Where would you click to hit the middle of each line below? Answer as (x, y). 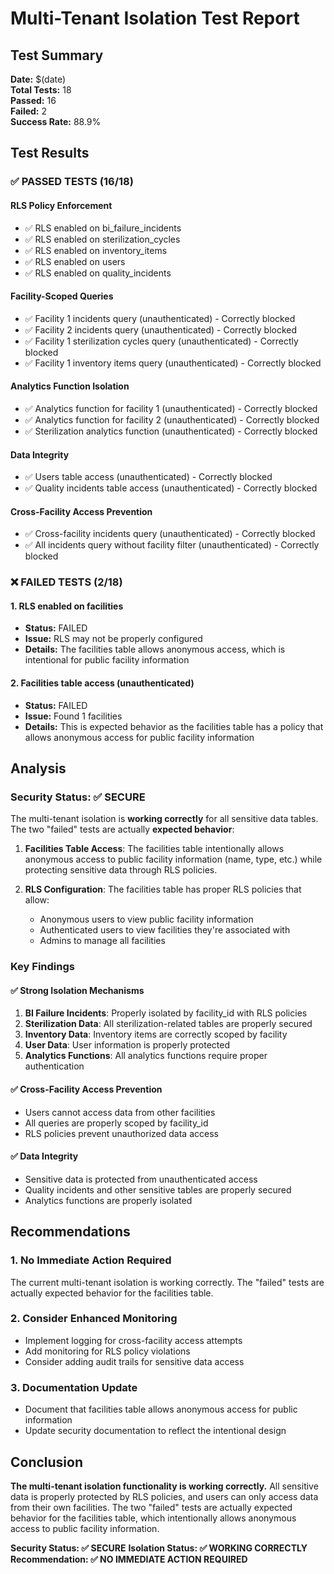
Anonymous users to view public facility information (146, 919)
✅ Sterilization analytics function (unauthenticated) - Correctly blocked (171, 431)
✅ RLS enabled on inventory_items (96, 250)
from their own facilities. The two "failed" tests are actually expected (151, 1507)
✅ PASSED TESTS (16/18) (72, 182)
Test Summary (57, 55)
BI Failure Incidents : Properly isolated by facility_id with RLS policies (166, 1013)
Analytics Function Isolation (70, 386)
